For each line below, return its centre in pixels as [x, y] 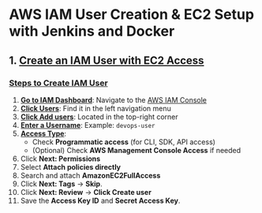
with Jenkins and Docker [92, 31]
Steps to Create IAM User [59, 83]
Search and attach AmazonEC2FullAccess [90, 175]
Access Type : [43, 133]
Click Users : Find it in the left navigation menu [96, 108]
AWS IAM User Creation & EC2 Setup [132, 15]
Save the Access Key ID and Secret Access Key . [100, 200]
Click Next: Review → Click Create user [86, 192]
